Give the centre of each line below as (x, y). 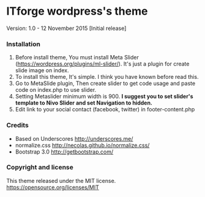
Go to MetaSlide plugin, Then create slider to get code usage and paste (105, 83)
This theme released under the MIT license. (61, 180)
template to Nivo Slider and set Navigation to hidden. (84, 103)
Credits (17, 125)
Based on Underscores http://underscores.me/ (74, 138)
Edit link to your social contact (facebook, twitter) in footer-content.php (105, 110)
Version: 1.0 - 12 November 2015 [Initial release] (66, 28)
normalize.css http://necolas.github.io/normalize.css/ (82, 145)
